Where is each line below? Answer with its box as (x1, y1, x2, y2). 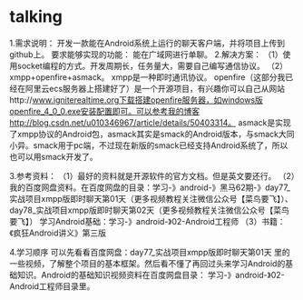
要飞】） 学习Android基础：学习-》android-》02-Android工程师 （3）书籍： (9, 215, 286, 226)
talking (9, 6, 64, 27)
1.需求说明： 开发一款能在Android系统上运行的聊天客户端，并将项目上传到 (9, 37, 286, 48)
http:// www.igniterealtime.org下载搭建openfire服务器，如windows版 (9, 94, 263, 105)
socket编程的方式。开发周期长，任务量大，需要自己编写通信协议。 (16, 60, 265, 71)
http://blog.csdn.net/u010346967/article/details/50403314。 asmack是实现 (9, 116, 292, 128)
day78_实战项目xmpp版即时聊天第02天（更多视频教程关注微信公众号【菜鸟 (9, 205, 290, 215)
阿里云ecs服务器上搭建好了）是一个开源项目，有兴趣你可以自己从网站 (24, 83, 286, 94)
